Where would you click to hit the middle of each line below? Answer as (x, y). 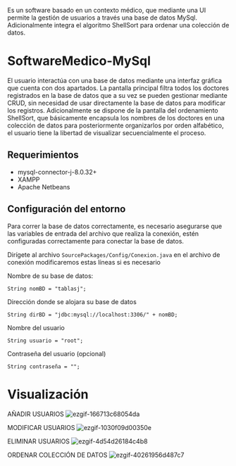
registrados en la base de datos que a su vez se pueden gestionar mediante (117, 95)
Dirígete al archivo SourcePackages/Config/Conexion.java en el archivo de (114, 254)
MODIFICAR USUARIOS (41, 427)
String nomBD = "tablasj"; (47, 289)
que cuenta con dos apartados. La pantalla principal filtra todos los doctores (118, 88)
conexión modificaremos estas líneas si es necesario (84, 262)
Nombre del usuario (36, 327)
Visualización (48, 394)
